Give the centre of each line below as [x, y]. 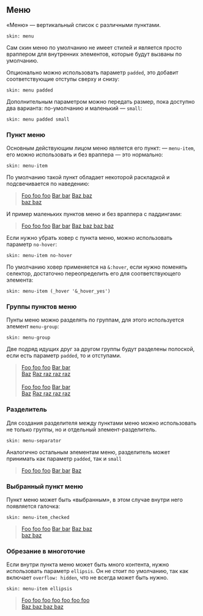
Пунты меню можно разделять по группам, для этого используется [95, 320]
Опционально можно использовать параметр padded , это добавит [92, 72]
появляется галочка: [33, 506]
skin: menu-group [28, 338]
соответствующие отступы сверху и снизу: [63, 79]
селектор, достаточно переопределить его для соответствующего [94, 274]
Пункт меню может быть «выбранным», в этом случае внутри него [95, 500]
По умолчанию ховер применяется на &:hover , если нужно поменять [97, 267]
